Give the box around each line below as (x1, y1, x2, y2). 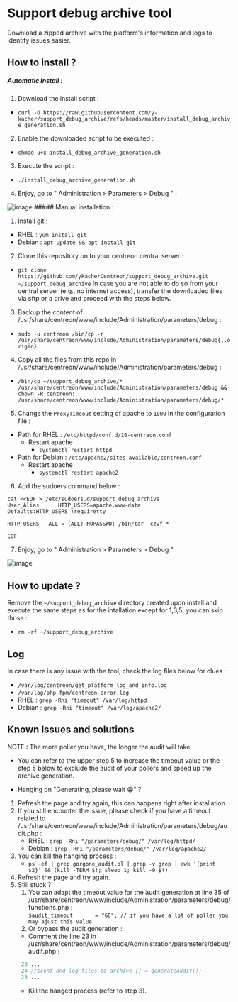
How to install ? (7, 57, 76, 69)
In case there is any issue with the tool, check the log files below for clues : (7, 666, 227, 675)
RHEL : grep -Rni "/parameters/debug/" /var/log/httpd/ (28, 836, 196, 845)
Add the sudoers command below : (17, 482, 120, 490)
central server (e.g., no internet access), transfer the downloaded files (17, 287, 223, 295)
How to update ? (7, 580, 81, 592)
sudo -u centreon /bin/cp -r (17, 331, 104, 338)
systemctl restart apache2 (38, 470, 119, 477)
